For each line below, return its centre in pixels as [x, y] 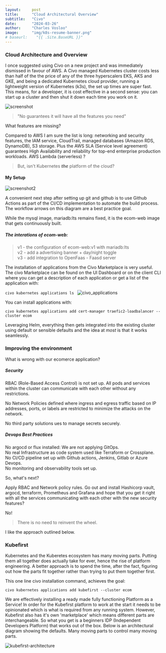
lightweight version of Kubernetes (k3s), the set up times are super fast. [79, 87]
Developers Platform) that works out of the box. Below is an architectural [79, 625]
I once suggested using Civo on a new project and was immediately [74, 65]
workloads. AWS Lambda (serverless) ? [45, 157]
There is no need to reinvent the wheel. [57, 522]
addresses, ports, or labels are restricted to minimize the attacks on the [78, 408]
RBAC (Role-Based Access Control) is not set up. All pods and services [78, 383]
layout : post [23, 10]
